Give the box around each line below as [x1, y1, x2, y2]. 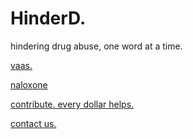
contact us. [10, 117, 57, 129]
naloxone [10, 78, 48, 91]
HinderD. [10, 7, 87, 30]
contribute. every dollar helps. [10, 98, 135, 110]
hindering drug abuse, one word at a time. [10, 40, 183, 52]
